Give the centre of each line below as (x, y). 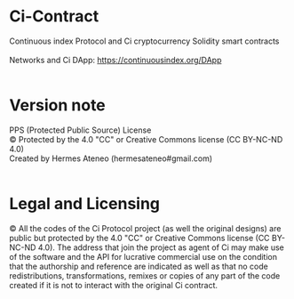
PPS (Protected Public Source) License (80, 130)
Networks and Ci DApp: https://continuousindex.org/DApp (115, 60)
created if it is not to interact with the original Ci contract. (114, 285)
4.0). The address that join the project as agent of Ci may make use (161, 247)
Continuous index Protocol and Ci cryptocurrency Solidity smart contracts (144, 41)
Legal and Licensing (85, 204)
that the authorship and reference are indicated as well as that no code (139, 266)
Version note (58, 105)
